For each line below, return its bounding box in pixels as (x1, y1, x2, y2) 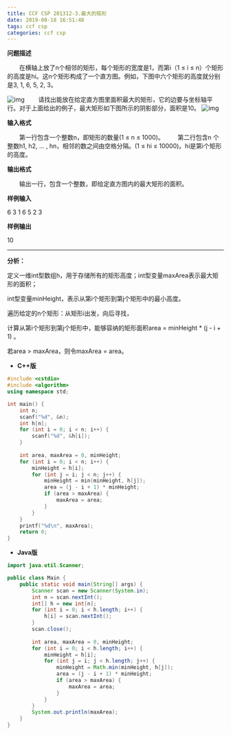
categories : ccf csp (7, 29, 67, 36)
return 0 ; (19, 529, 48, 535)
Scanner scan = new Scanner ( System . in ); (32, 587, 149, 594)
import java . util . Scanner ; (7, 562, 85, 569)
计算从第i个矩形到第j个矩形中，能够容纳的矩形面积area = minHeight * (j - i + (7, 324, 221, 332)
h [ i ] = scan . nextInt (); (43, 613, 112, 620)
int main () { (7, 401, 45, 407)
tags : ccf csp (7, 23, 48, 30)
